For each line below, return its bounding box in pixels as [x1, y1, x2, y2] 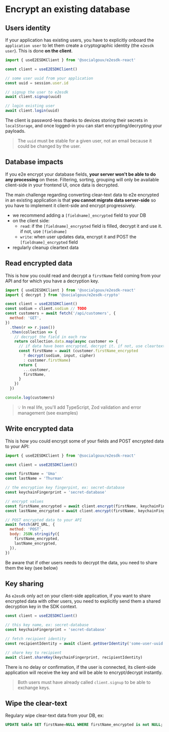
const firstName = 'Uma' [5, 471, 57, 476]
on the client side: [12, 217, 50, 223]
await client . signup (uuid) [5, 94, 62, 100]
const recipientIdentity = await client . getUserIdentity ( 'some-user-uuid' [5, 641, 165, 646]
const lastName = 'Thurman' [5, 476, 64, 481]
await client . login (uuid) [5, 108, 59, 113]
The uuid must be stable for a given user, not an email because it [17, 138, 152, 143]
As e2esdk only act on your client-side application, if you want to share [5, 593, 151, 599]
